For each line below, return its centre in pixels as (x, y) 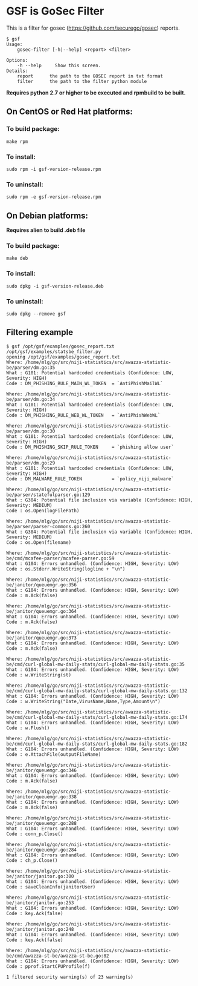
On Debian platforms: (47, 215)
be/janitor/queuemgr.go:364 (42, 611)
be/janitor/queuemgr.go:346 (42, 770)
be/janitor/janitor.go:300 (40, 876)
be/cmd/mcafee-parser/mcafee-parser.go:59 (60, 558)
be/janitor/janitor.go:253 (40, 903)
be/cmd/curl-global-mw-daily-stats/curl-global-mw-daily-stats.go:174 (97, 717)
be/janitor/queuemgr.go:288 (42, 823)
